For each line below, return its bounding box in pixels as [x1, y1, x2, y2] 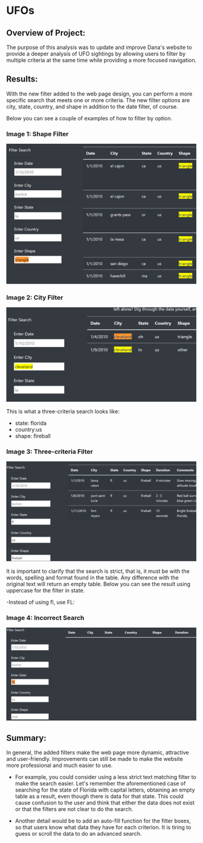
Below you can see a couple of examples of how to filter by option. [6, 114, 173, 121]
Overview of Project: [6, 28, 86, 38]
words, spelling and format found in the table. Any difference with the [6, 573, 179, 581]
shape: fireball [14, 432, 51, 439]
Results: [6, 74, 38, 85]
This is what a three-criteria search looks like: [6, 407, 120, 415]
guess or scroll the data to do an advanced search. [14, 830, 142, 838]
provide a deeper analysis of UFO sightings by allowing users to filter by [6, 50, 186, 57]
